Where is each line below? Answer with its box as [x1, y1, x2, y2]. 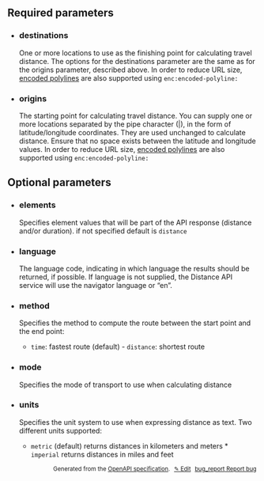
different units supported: [18, 426, 102, 435]
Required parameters [7, 6, 114, 20]
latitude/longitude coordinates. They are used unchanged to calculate [18, 127, 246, 137]
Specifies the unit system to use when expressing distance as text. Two [18, 417, 252, 426]
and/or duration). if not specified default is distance [18, 225, 187, 236]
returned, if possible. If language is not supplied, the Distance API [18, 272, 233, 282]
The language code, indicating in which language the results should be [18, 263, 250, 273]
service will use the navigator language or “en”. [18, 280, 173, 290]
